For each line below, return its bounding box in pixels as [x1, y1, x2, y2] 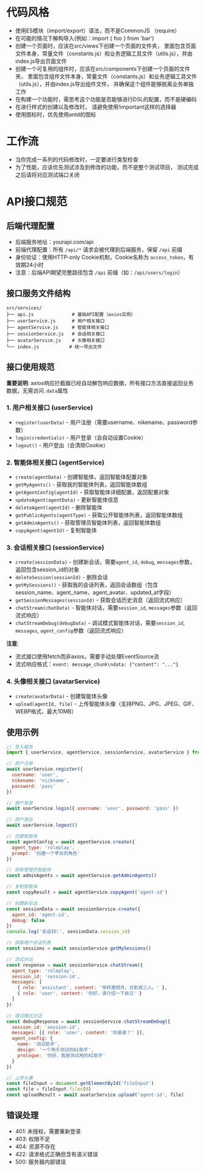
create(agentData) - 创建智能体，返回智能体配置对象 [15, 474, 148, 481]
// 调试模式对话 [6, 1012, 42, 1019]
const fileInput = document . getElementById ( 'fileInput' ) [6, 1081, 154, 1087]
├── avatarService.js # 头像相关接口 [6, 337, 105, 344]
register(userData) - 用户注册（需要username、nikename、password [15, 419, 193, 426]
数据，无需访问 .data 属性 [6, 387, 68, 394]
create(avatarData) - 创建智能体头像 [15, 692, 108, 699]
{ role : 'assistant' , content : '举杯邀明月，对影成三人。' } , [17, 985, 168, 991]
